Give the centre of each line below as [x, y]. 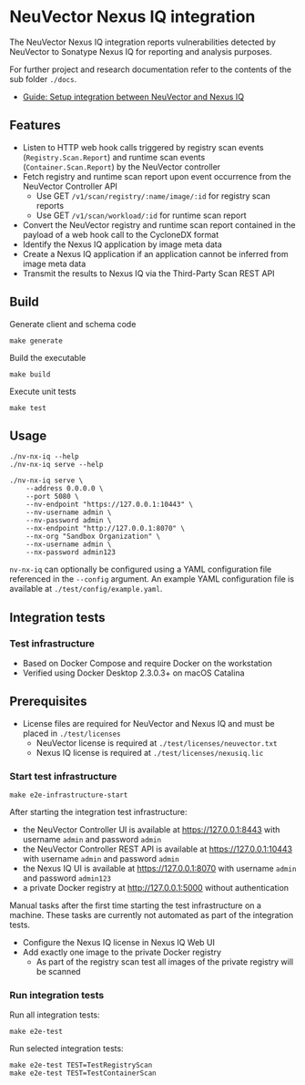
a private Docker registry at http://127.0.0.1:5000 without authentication [156, 888]
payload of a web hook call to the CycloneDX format [121, 234]
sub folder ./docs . [43, 78]
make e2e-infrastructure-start [69, 795]
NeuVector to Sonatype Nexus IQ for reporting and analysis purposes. [141, 51]
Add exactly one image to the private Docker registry [122, 952]
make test [28, 408]
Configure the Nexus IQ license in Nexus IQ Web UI [119, 943]
